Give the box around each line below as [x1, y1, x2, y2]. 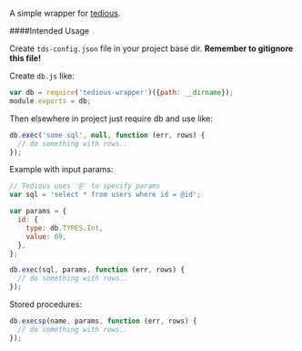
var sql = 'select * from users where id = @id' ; [9, 191, 202, 200]
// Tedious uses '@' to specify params [9, 181, 161, 191]
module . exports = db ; [9, 96, 92, 106]
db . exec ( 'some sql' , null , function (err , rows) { [9, 130, 206, 139]
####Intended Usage [9, 26, 90, 36]
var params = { [9, 207, 67, 216]
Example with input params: [9, 164, 114, 175]
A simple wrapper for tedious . [9, 8, 121, 18]
